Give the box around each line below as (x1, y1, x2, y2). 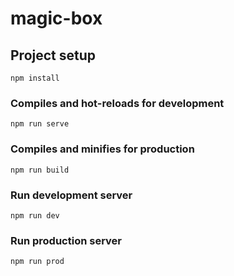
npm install (10, 73, 60, 83)
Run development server (10, 188, 133, 202)
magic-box (10, 7, 103, 30)
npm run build (10, 165, 70, 175)
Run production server (10, 233, 122, 247)
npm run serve (10, 119, 70, 129)
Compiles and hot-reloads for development (10, 96, 225, 110)
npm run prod (10, 257, 65, 267)
